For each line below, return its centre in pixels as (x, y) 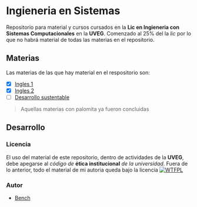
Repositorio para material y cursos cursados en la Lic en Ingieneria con (93, 27)
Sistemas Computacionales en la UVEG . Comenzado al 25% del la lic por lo (98, 33)
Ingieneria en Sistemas (63, 11)
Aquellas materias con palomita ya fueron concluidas (85, 109)
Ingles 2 (24, 90)
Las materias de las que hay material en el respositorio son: (78, 73)
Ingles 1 (24, 84)
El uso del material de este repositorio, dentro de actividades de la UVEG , (95, 157)
